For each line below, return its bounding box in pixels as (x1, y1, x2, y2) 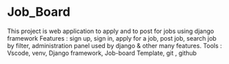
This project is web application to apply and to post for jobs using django (7, 27, 215, 35)
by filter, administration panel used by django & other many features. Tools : (7, 41, 222, 50)
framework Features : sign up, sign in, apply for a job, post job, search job (7, 34, 217, 42)
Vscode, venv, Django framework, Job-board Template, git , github (7, 49, 197, 57)
